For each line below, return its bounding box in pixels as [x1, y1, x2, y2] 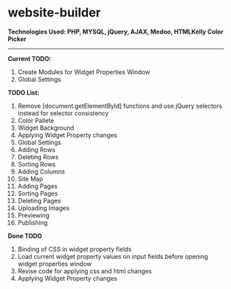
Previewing [17, 211, 50, 219]
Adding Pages [17, 182, 58, 190]
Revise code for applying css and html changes [17, 266, 152, 275]
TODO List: [8, 88, 40, 97]
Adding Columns [17, 167, 66, 176]
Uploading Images [17, 204, 70, 212]
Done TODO [8, 231, 42, 240]
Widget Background [17, 124, 75, 132]
